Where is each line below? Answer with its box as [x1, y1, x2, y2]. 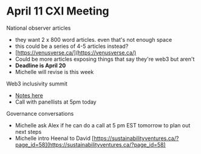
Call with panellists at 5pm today [15, 98, 97, 105]
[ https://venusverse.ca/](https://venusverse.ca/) [15, 49, 137, 56]
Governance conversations [6, 110, 74, 117]
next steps [15, 128, 42, 135]
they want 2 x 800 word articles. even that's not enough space [15, 36, 172, 43]
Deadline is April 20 [15, 62, 66, 69]
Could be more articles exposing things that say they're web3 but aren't [15, 55, 195, 62]
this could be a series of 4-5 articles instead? [15, 42, 129, 50]
